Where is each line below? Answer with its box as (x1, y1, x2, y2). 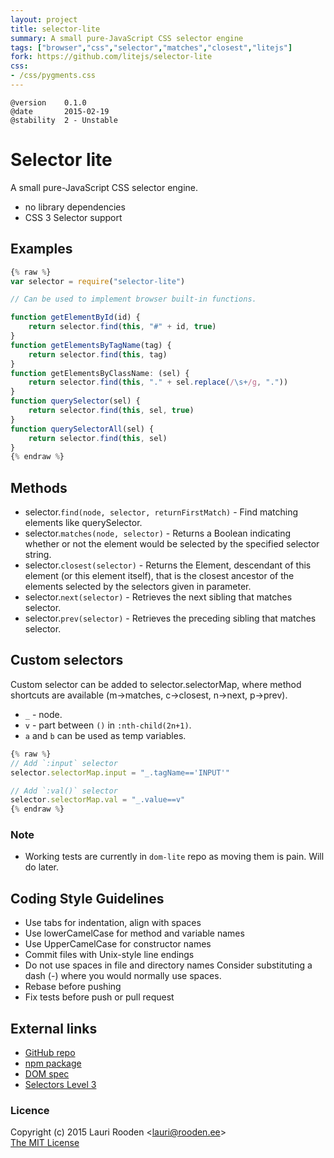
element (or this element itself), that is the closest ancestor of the (24, 570, 295, 582)
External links (10, 1020, 98, 1037)
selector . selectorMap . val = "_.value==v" (10, 795, 186, 805)
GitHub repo (24, 1047, 76, 1059)
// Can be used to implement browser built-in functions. (10, 294, 257, 305)
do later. (24, 861, 59, 873)
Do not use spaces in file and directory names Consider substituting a (24, 959, 313, 971)
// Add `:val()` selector (10, 786, 118, 796)
